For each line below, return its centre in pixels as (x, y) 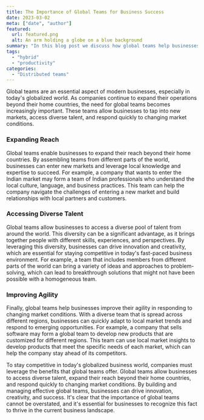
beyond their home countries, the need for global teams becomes (88, 105)
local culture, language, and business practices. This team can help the (95, 185)
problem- (182, 266)
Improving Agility (32, 295)
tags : (13, 52)
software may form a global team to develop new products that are (90, 334)
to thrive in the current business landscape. (61, 410)
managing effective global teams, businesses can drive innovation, (90, 391)
